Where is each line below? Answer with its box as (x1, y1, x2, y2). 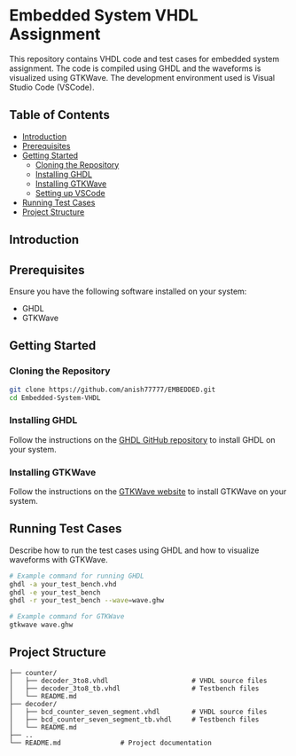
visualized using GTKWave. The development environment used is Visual (9, 72, 276, 83)
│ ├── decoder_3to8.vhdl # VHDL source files (9, 676, 268, 685)
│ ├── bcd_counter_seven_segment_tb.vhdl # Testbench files (9, 715, 260, 724)
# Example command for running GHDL (9, 571, 144, 580)
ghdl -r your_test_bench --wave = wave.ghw (9, 596, 165, 605)
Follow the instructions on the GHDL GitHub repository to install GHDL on (9, 434, 277, 445)
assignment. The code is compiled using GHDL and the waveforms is (9, 63, 261, 74)
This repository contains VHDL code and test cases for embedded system (9, 53, 280, 64)
